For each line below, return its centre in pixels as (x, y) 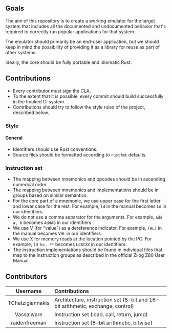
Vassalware (28, 314)
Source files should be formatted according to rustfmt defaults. (80, 154)
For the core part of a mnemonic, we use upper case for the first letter (87, 201)
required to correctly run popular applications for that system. (70, 31)
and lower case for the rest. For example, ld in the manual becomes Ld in (90, 206)
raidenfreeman (29, 323)
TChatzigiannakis (29, 303)
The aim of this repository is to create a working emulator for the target (80, 20)
